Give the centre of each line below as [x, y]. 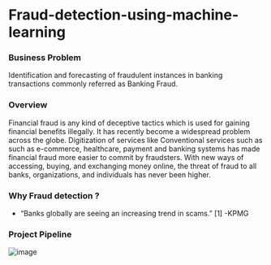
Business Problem [45, 58]
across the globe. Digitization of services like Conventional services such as [135, 140]
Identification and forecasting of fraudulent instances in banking [116, 76]
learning [37, 32]
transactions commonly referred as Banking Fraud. [93, 84]
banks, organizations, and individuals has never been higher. [110, 174]
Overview [28, 105]
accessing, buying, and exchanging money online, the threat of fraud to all [133, 166]
